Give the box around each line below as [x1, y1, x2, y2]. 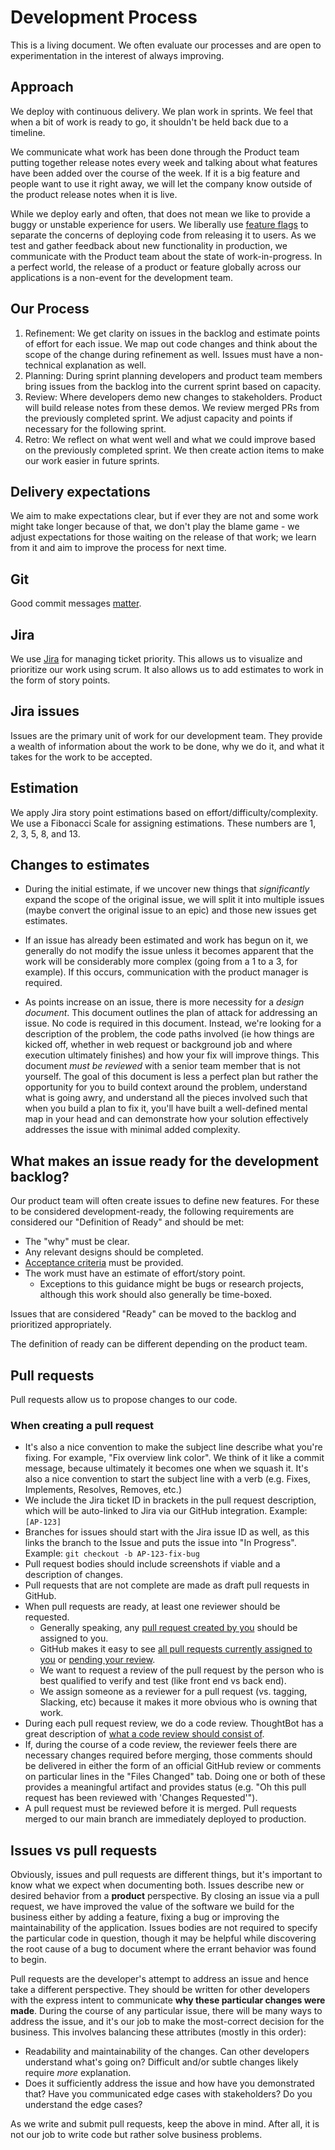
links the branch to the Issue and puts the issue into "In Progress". [24, 1537, 297, 1549]
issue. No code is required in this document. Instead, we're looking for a [24, 1017, 322, 1030]
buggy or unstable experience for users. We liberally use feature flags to [10, 218, 309, 230]
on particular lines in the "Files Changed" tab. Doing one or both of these [24, 1771, 326, 1783]
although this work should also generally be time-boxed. [39, 1289, 273, 1301]
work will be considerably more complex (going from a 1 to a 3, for [24, 956, 298, 968]
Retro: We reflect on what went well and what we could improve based [24, 433, 316, 445]
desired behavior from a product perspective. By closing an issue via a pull [10, 1890, 320, 1902]
